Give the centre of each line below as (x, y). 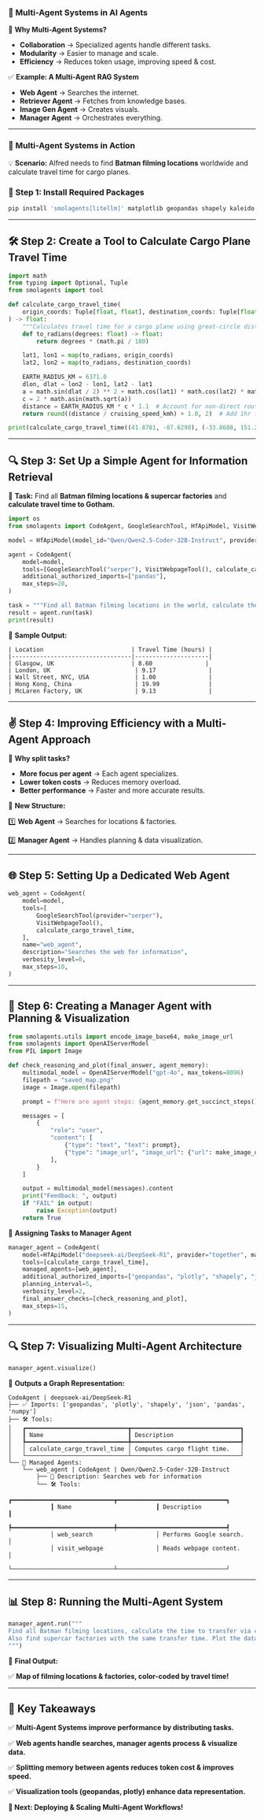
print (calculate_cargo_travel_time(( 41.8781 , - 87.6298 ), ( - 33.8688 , (123, 428)
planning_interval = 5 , (57, 1284)
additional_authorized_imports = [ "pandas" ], (95, 577)
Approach (66, 740)
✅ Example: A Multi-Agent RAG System (73, 77)
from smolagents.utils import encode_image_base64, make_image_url (121, 1036)
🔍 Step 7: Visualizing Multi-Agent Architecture (125, 1346)
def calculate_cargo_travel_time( (65, 305)
